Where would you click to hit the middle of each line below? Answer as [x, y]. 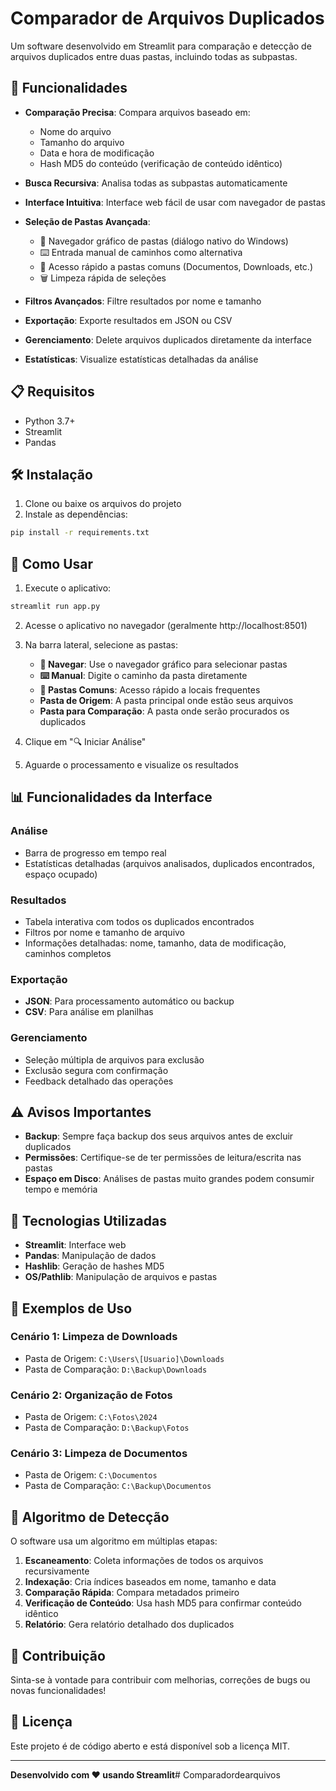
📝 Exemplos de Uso [71, 1308]
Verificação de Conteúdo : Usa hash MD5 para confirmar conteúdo [163, 1603]
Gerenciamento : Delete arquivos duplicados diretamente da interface [168, 339]
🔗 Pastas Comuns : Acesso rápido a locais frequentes [150, 689]
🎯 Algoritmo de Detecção [90, 1517]
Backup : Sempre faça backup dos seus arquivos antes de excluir [159, 1136]
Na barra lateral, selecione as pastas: [101, 644]
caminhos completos [68, 953]
